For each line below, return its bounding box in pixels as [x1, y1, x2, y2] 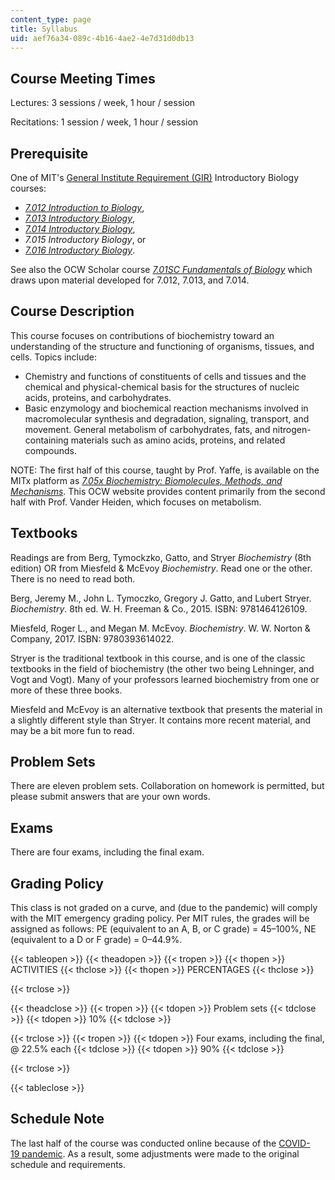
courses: [10, 182, 47, 194]
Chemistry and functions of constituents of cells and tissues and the [24, 370, 307, 382]
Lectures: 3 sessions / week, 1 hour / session [10, 97, 196, 109]
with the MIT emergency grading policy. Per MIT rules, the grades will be [10, 912, 310, 925]
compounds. [24, 444, 77, 456]
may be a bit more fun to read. [10, 724, 135, 736]
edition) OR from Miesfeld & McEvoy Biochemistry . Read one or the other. [10, 562, 313, 574]
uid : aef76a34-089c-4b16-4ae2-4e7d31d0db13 [10, 33, 195, 43]
